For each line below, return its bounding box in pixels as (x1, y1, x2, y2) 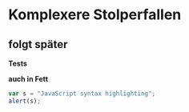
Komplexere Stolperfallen (8, 6, 182, 24)
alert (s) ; (8, 97, 42, 105)
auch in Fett (8, 74, 49, 83)
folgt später (8, 38, 68, 51)
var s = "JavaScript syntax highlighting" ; (8, 90, 156, 98)
